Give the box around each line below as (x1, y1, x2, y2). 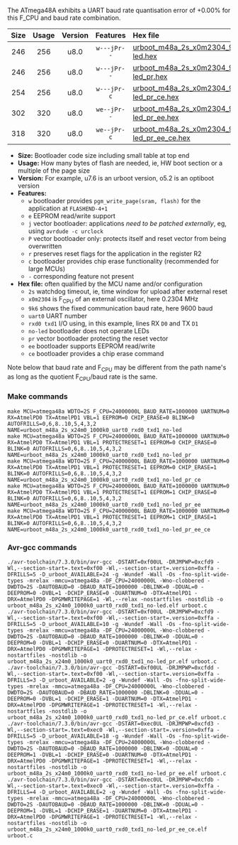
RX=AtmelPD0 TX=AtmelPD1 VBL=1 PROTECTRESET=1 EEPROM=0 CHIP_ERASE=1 (7, 463, 217, 471)
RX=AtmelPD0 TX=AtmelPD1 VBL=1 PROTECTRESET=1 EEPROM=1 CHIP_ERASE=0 (7, 488, 217, 496)
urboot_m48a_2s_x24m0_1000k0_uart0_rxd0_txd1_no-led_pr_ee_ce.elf (7, 826, 208, 833)
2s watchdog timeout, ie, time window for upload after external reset (28, 287, 228, 296)
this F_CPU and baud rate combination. (7, 14, 121, 22)
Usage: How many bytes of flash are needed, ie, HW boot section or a (17, 159, 223, 167)
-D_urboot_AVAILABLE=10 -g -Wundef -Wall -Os (38, 620, 176, 628)
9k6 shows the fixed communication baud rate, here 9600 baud (28, 303, 213, 312)
